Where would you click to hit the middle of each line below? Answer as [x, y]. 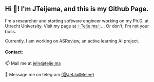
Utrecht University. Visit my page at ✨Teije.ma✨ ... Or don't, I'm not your [77, 26]
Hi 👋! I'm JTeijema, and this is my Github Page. [77, 9]
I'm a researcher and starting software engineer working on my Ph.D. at [77, 20]
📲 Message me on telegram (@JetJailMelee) [49, 75]
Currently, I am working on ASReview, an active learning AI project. [72, 41]
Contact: [14, 52]
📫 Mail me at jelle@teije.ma [33, 63]
